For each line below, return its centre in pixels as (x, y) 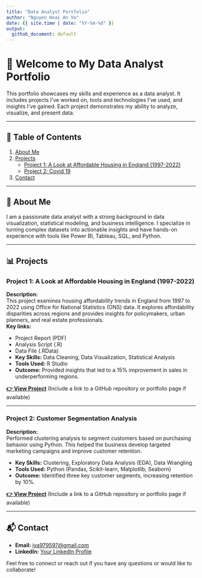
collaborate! (21, 570)
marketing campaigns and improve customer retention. (74, 451)
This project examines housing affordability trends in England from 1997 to (98, 301)
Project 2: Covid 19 (47, 171)
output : (16, 29)
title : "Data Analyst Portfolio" (48, 12)
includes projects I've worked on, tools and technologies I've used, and (94, 100)
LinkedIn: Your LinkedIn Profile (53, 551)
